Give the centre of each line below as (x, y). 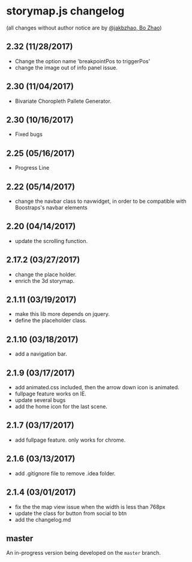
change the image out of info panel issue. (66, 67)
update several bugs (40, 400)
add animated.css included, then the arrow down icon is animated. (97, 388)
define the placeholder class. (51, 321)
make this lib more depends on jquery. (62, 314)
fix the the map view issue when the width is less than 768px (90, 507)
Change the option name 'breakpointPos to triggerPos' (82, 61)
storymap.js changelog (65, 11)
